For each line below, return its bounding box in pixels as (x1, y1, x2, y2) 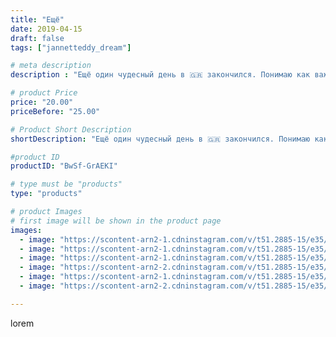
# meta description (10, 61, 92, 71)
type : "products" (10, 189, 83, 199)
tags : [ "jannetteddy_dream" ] (10, 42, 132, 53)
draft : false (10, 33, 65, 43)
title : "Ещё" (10, 14, 65, 25)
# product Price (10, 88, 78, 98)
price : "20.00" (10, 97, 74, 107)
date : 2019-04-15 (10, 24, 83, 34)
